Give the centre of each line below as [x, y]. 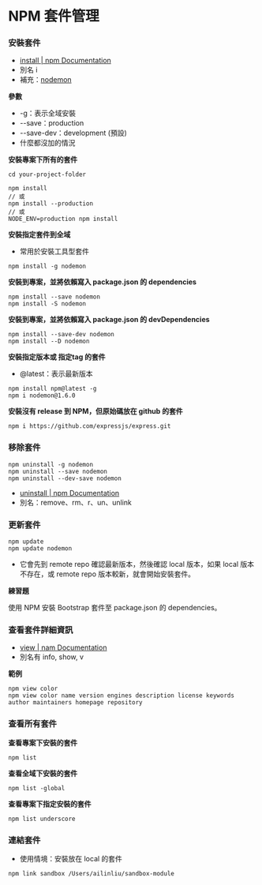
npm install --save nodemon [54, 297]
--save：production [52, 123]
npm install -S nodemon [47, 304]
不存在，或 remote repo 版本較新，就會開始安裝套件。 [107, 574]
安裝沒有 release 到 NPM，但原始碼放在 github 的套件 [95, 411]
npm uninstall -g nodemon [51, 464]
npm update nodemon [40, 549]
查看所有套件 [33, 724]
